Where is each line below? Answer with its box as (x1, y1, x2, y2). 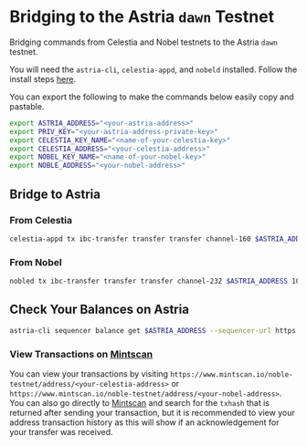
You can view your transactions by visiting (9, 368, 169, 379)
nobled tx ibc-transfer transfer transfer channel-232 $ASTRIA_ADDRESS (9, 276, 288, 286)
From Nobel (9, 255, 62, 268)
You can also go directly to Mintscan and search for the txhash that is (9, 397, 270, 408)
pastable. (9, 100, 45, 111)
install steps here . (9, 73, 76, 84)
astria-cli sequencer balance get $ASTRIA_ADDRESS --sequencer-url (9, 326, 272, 335)
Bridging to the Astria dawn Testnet (9, 6, 275, 27)
